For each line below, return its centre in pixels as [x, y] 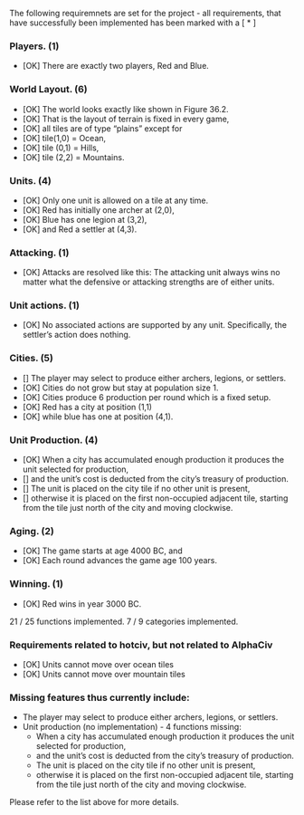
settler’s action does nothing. [76, 335]
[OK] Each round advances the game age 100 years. [120, 561]
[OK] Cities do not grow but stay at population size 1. [120, 388]
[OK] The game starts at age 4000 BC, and [102, 551]
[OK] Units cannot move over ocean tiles [98, 664]
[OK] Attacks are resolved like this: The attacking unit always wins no [151, 273]
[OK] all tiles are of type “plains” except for [102, 128]
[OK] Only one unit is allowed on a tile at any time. [115, 200]
